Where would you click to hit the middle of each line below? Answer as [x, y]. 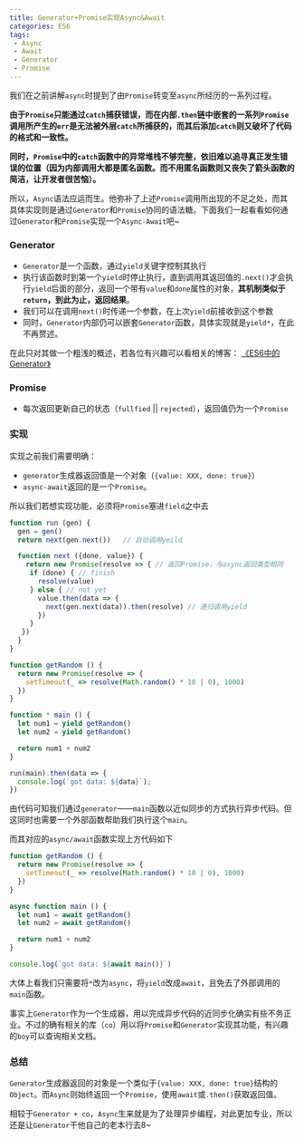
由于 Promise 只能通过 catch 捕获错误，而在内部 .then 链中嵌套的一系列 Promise [149, 114]
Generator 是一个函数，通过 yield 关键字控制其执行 [114, 266]
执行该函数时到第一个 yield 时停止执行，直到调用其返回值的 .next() [146, 277]
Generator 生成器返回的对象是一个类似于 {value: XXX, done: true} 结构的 [144, 1083]
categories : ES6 [40, 26]
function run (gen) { [50, 523]
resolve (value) [66, 582]
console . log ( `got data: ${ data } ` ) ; [85, 782]
